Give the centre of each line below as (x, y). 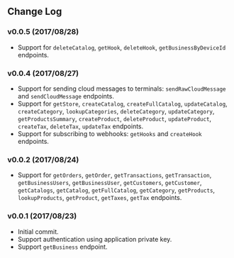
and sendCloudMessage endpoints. (66, 96)
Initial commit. (38, 231)
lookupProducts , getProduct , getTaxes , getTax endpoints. (100, 198)
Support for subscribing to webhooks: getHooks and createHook (110, 133)
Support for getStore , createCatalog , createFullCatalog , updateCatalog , (123, 103)
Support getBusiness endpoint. (62, 247)
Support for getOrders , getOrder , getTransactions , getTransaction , (115, 175)
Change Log (35, 12)
